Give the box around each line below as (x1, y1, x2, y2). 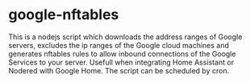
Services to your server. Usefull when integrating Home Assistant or (8, 57, 235, 67)
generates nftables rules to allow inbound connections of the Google (8, 49, 236, 58)
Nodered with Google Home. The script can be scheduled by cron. (8, 65, 230, 75)
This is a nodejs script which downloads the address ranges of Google (8, 32, 243, 41)
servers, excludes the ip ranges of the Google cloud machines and (8, 40, 230, 49)
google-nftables (8, 6, 119, 24)
